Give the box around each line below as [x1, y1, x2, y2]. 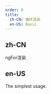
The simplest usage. [5, 83, 47, 89]
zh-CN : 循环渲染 [9, 17, 41, 22]
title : [5, 12, 19, 17]
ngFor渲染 [5, 54, 26, 61]
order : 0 [5, 7, 23, 13]
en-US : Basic [9, 21, 37, 27]
